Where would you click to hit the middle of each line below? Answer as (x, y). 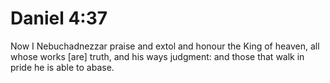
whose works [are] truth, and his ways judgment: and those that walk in (157, 56)
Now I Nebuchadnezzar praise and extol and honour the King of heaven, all (165, 46)
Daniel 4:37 (59, 18)
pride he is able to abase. (62, 67)
